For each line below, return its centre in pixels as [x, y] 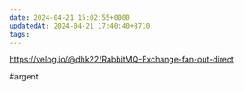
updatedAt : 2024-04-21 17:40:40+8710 [80, 26]
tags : [19, 34]
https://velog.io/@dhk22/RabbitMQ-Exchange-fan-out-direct [122, 60]
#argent [24, 77]
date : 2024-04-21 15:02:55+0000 [70, 17]
